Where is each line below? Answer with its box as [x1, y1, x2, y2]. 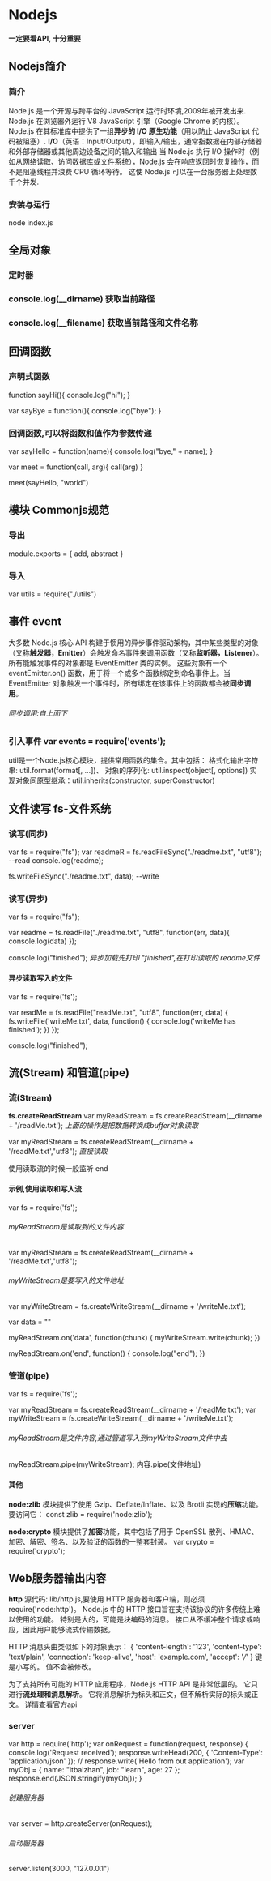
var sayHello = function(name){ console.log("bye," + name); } [8, 447, 213, 456]
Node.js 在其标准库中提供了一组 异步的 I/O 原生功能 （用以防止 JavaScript [8, 126, 251, 135]
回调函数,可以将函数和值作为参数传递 [8, 427, 152, 438]
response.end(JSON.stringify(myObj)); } [8, 1773, 142, 1783]
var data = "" [8, 1317, 51, 1327]
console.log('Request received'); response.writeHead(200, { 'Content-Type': [8, 1747, 263, 1757]
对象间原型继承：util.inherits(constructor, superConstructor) [15, 776, 216, 785]
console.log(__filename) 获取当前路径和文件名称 [8, 318, 198, 329]
